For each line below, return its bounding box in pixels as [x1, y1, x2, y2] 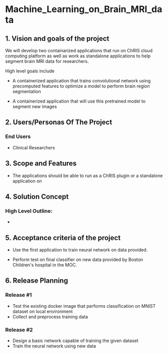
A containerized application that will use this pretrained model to [12, 98, 146, 104]
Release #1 [5, 292, 32, 299]
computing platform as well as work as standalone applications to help [5, 53, 151, 59]
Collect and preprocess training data [12, 313, 88, 320]
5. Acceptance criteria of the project [5, 233, 121, 242]
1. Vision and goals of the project [5, 34, 109, 43]
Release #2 [5, 326, 33, 333]
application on [12, 178, 42, 184]
